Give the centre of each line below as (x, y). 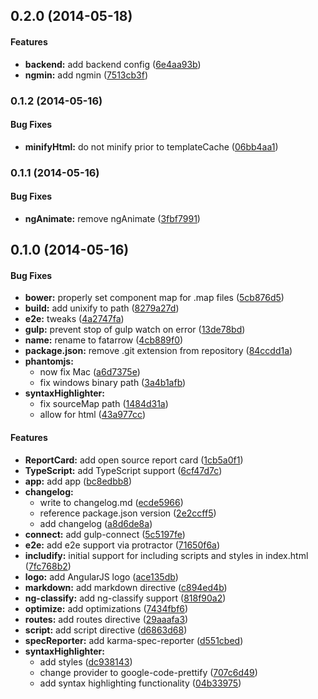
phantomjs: (49, 361)
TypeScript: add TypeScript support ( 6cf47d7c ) (123, 470)
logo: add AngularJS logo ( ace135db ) (101, 576)
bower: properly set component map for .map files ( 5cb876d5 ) (154, 298)
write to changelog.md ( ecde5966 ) (111, 502)
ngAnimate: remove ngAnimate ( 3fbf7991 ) (112, 218)
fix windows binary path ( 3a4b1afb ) (113, 383)
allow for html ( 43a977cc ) (93, 415)
